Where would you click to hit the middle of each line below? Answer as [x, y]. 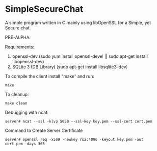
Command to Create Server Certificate [44, 130]
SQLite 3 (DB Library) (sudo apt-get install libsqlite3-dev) [70, 67]
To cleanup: [17, 94]
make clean [16, 103]
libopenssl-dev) [28, 61]
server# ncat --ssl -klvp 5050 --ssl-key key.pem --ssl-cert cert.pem [79, 121]
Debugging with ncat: [27, 112]
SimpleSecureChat [44, 9]
